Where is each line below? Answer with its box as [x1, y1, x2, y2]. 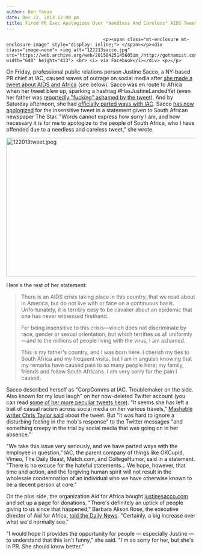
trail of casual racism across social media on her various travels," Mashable [6, 405, 193, 413]
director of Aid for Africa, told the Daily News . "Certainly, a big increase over [6, 512, 195, 519]
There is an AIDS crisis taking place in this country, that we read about [20, 293, 195, 300]
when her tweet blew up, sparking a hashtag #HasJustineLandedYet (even [6, 87, 191, 95]
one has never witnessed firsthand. [20, 312, 109, 320]
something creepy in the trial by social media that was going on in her [6, 425, 179, 432]
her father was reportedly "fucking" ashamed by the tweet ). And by [6, 94, 173, 101]
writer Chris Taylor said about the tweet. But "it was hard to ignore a [6, 411, 175, 419]
